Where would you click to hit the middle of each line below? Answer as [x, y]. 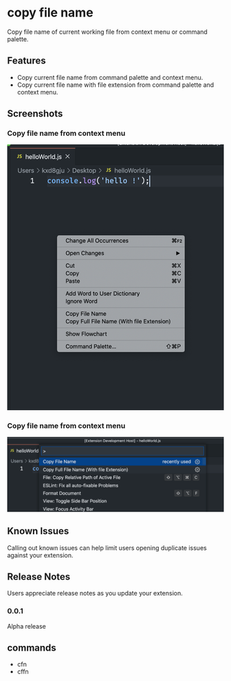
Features [26, 61]
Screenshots [35, 114]
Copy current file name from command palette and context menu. [110, 77]
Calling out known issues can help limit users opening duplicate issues [107, 548]
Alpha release [27, 626]
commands [32, 648]
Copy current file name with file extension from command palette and [115, 85]
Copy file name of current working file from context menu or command [107, 32]
